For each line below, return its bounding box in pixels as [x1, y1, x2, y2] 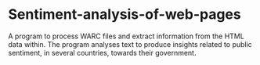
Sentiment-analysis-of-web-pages [8, 5, 241, 23]
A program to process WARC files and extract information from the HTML [8, 31, 244, 41]
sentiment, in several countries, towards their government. [8, 48, 197, 57]
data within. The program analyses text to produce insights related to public [8, 39, 252, 49]
